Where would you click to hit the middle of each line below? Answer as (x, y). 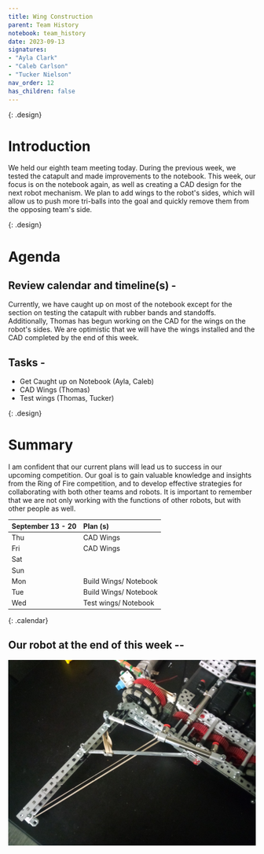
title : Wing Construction (50, 16)
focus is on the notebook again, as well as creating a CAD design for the (125, 185)
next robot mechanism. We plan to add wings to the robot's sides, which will (132, 193)
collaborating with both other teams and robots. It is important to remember (130, 492)
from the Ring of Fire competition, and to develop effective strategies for (125, 484)
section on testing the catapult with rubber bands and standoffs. (112, 313)
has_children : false (42, 91)
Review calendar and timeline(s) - (92, 286)
